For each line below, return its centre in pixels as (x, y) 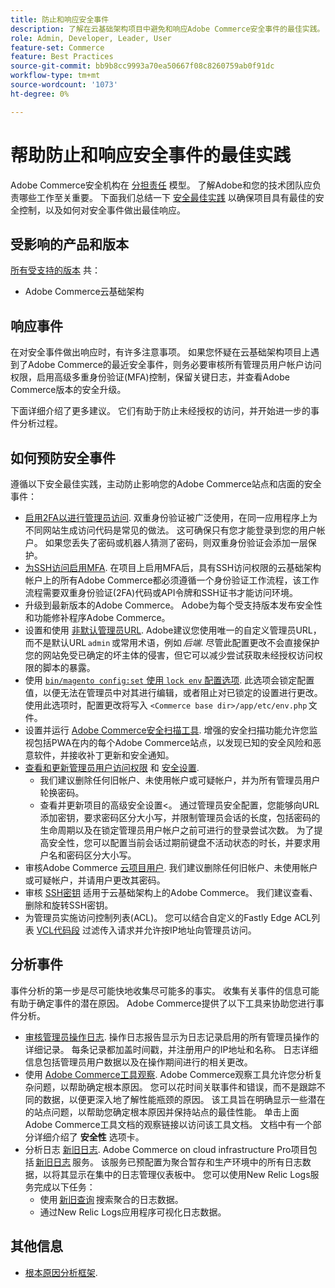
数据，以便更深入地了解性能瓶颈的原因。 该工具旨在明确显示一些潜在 (184, 1099)
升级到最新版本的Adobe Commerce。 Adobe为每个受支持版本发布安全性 (173, 605)
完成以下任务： (64, 1187)
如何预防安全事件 (63, 457)
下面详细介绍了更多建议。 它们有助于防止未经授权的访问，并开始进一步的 (160, 411)
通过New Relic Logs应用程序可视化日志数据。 (133, 1212)
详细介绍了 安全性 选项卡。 (89, 1137)
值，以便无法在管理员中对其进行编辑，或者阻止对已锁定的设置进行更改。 (173, 692)
